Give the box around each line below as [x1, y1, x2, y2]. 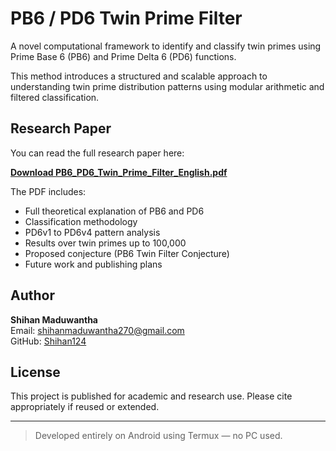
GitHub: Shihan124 [10, 335, 87, 347]
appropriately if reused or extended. [10, 401, 160, 413]
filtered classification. [10, 91, 100, 103]
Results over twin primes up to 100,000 [24, 237, 187, 249]
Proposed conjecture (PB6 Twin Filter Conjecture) [24, 247, 230, 259]
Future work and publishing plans [24, 258, 163, 270]
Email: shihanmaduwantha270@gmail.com [10, 324, 185, 336]
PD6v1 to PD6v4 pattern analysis [24, 226, 161, 238]
